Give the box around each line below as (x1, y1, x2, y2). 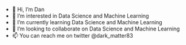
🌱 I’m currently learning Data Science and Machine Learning (12, 19, 162, 26)
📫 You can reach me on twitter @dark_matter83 (12, 32, 133, 39)
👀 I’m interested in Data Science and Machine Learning (12, 12, 150, 19)
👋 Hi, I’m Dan (12, 6, 45, 13)
